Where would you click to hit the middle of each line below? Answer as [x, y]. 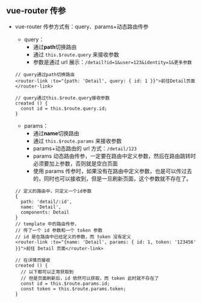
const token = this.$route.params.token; [74, 289]
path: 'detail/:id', [46, 202]
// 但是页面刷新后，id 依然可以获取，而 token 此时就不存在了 [90, 278]
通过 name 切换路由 [56, 133]
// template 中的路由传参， [47, 224]
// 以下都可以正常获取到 [47, 272]
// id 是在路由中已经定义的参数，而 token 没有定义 [73, 237]
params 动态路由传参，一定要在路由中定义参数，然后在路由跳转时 [114, 156]
